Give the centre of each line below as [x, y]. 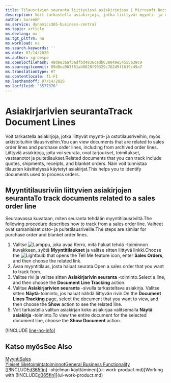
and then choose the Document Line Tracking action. [69, 283]
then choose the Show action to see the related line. [67, 304]
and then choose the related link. [47, 261]
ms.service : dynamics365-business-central [51, 24]
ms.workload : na [22, 43]
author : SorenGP [22, 19]
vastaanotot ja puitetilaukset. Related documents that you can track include [83, 158]
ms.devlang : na [21, 34]
